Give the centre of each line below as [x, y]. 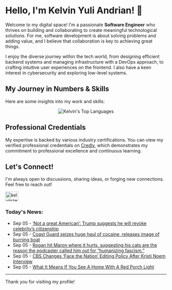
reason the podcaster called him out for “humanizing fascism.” [79, 250]
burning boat [26, 239]
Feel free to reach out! [29, 185]
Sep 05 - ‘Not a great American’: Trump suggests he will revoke [80, 223]
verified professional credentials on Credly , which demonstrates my [77, 145]
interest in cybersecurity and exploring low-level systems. [66, 73]
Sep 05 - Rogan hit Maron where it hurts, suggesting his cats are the [85, 245]
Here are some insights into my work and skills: [55, 101]
